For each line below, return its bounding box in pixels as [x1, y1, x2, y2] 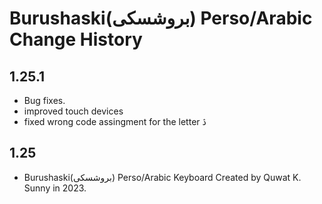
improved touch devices [23, 105, 124, 117]
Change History [9, 28, 143, 51]
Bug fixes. [23, 95, 66, 106]
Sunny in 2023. [23, 182, 87, 194]
